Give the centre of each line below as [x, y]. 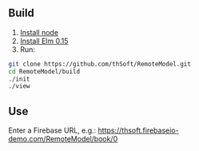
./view [19, 86]
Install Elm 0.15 [44, 41]
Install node [39, 32]
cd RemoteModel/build [44, 71]
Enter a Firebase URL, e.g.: [52, 130]
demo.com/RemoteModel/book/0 [63, 139]
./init [19, 79]
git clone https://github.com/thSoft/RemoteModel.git [100, 64]
